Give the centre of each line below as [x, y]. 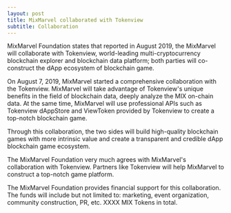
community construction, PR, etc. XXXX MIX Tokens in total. [92, 203]
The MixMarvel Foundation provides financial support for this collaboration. [114, 188]
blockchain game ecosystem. [49, 147]
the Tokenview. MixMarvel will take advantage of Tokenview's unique [105, 89]
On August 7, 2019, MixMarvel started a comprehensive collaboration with [112, 82]
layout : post [26, 13]
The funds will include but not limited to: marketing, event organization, [108, 195]
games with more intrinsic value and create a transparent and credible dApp [115, 139]
